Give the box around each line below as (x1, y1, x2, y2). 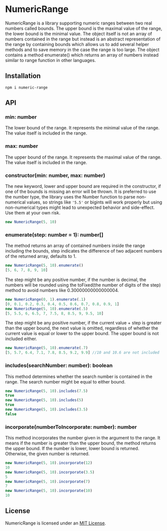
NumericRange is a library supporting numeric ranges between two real (5, 20, 152, 26)
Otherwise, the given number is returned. (5, 451, 90, 457)
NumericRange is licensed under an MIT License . (5, 520, 106, 526)
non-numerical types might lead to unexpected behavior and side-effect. (5, 204, 155, 210)
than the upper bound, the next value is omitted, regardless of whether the (5, 325, 159, 331)
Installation (5, 71, 41, 80)
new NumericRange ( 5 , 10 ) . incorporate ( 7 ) (5, 479, 91, 484)
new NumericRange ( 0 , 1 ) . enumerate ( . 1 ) (5, 296, 86, 302)
